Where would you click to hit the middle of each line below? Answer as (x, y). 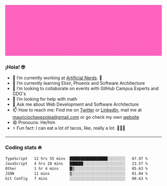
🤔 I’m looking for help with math (45, 99)
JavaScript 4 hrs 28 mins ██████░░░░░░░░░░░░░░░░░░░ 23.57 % (77, 164)
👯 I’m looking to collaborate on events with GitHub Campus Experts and (85, 89)
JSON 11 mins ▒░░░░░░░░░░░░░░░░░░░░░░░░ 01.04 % (77, 174)
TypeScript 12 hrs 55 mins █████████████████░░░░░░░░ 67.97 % (77, 159)
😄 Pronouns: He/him (34, 123)
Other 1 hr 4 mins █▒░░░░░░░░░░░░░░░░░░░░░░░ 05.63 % (77, 169)
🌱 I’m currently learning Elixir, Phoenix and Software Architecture (79, 83)
